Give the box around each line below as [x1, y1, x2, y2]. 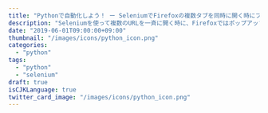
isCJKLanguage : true [8, 85, 77, 94]
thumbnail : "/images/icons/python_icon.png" [8, 33, 159, 42]
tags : [8, 56, 26, 64]
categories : [8, 41, 48, 49]
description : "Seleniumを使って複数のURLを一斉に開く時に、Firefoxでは [8, 19, 230, 27]
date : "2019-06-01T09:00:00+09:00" [8, 26, 127, 34]
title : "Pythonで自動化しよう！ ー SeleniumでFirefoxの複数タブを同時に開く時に [8, 11, 256, 20]
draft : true [8, 78, 48, 86]
